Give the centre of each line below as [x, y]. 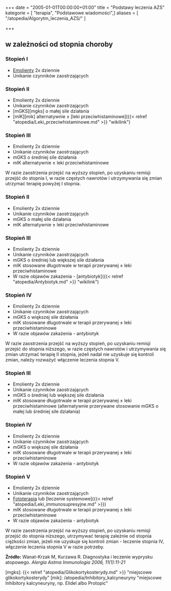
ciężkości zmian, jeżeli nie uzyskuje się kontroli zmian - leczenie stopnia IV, [85, 542]
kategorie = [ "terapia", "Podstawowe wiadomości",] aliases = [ [72, 13]
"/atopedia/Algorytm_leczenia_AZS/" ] [45, 18]
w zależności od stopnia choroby [59, 44]
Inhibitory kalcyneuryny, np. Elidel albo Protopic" [57, 583]
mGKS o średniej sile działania [45, 157]
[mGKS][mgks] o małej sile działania [51, 111]
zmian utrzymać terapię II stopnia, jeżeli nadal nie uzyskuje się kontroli [80, 354]
